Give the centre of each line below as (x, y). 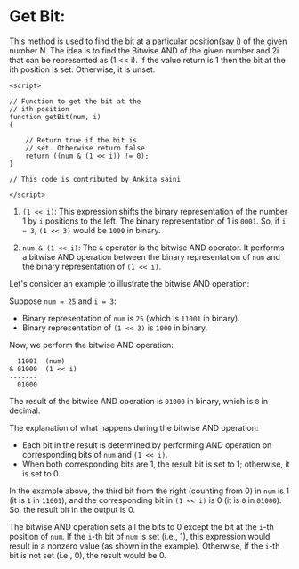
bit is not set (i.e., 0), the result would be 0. (88, 555)
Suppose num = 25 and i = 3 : (63, 301)
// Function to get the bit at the (75, 101)
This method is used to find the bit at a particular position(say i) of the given (148, 41)
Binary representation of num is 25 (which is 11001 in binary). (131, 318)
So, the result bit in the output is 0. (73, 509)
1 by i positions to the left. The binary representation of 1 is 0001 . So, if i (154, 221)
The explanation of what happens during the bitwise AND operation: (134, 427)
